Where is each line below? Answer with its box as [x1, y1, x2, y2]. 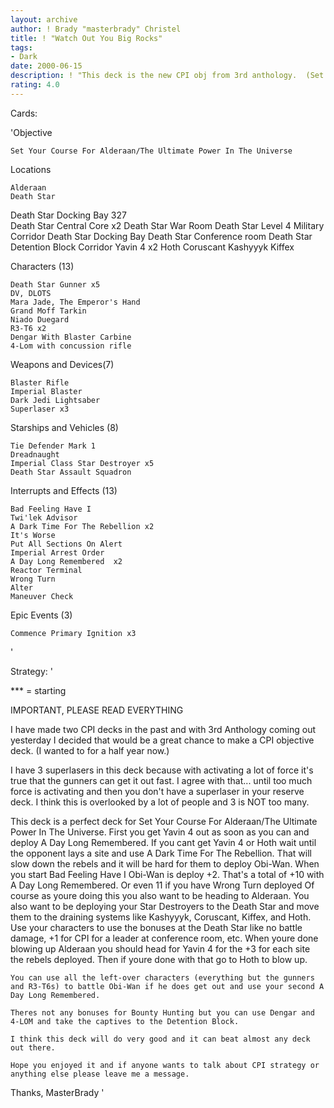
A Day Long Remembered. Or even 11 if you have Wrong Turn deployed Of [10, 879, 315, 891]
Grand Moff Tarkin [10, 306, 87, 316]
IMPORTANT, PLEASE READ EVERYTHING [10, 704, 184, 716]
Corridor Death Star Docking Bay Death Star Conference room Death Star [10, 230, 313, 242]
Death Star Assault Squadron [10, 467, 132, 477]
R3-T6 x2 [10, 323, 47, 333]
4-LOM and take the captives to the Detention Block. [10, 1016, 240, 1026]
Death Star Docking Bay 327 [10, 209, 127, 221]
